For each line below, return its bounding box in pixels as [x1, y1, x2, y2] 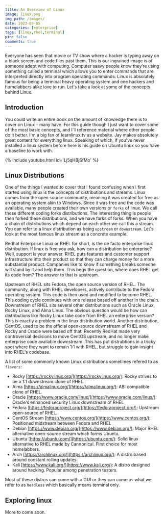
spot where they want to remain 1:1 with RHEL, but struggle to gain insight [5, 344, 153, 350]
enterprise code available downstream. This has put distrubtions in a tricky [5, 339, 156, 345]
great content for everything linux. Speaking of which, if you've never [5, 137, 145, 143]
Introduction [5, 104, 44, 112]
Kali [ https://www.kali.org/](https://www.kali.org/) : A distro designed [12, 462, 150, 468]
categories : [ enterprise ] [5, 26, 58, 30]
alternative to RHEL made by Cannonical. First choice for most [12, 441, 138, 447]
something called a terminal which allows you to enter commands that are [5, 68, 154, 74]
